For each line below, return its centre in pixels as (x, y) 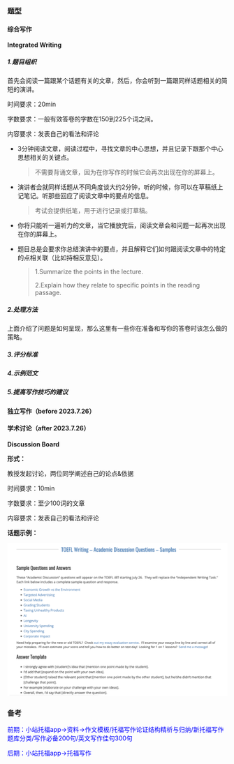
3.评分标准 (23, 354)
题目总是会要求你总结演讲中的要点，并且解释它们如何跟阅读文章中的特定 (121, 249)
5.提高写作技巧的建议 (38, 392)
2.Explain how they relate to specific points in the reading (117, 285)
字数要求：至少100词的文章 (46, 503)
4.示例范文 (23, 373)
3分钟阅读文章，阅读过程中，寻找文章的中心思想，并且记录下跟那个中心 (120, 149)
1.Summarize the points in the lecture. (89, 272)
